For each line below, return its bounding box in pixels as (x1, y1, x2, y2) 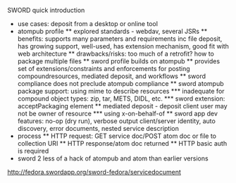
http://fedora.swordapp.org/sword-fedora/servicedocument (7, 168, 181, 176)
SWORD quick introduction (7, 6, 85, 14)
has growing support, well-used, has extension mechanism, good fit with (17, 42, 229, 50)
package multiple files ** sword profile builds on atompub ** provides (17, 57, 221, 65)
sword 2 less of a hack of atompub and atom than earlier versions (17, 154, 209, 163)
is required (17, 147, 49, 155)
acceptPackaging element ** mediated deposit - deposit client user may (17, 102, 228, 110)
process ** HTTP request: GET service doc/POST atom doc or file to (17, 132, 217, 140)
